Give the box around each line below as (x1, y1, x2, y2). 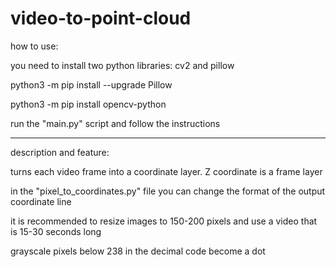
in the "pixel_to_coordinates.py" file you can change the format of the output (10, 185, 326, 197)
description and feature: (10, 146, 110, 158)
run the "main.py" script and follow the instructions (10, 117, 221, 129)
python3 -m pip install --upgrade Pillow (10, 78, 173, 91)
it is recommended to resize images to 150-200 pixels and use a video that (10, 215, 318, 227)
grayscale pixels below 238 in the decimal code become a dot (10, 245, 266, 257)
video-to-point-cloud (10, 7, 192, 30)
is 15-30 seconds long (10, 225, 102, 237)
